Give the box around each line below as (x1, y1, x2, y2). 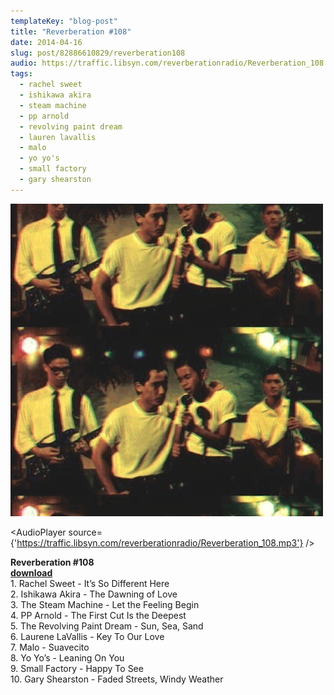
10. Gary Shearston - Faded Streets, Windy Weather (10, 673, 224, 685)
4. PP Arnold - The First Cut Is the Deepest (10, 609, 187, 621)
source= (68, 526, 103, 538)
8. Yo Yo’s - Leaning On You (10, 651, 125, 664)
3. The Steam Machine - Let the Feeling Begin (10, 598, 200, 610)
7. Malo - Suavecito (10, 641, 90, 653)
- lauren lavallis (19, 132, 97, 142)
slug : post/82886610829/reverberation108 (10, 48, 186, 58)
